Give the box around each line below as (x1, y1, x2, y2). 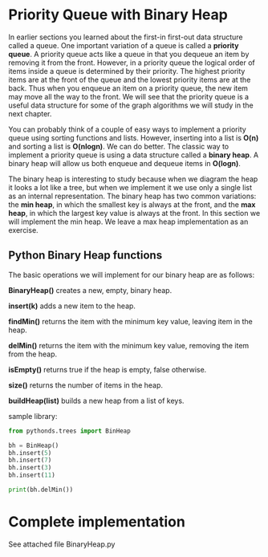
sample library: (8, 411, 58, 421)
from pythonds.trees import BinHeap (8, 427, 131, 435)
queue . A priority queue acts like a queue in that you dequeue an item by (8, 49, 250, 59)
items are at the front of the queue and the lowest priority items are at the (8, 75, 251, 84)
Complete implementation (8, 513, 186, 531)
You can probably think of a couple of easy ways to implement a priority (8, 124, 246, 134)
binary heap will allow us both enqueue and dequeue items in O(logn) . (8, 158, 241, 168)
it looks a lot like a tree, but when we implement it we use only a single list (8, 182, 253, 192)
